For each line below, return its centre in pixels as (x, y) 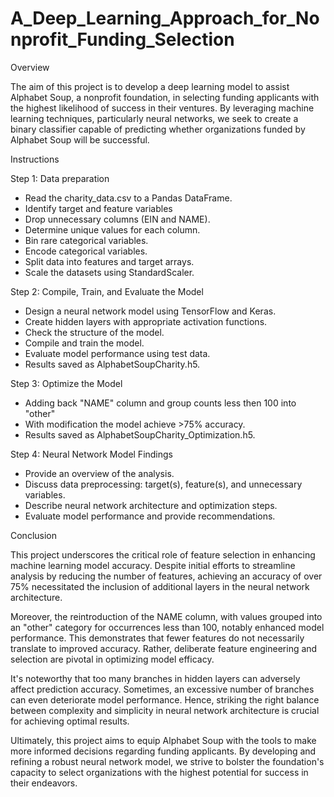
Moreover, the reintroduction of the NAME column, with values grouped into (166, 616)
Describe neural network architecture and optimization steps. (151, 505)
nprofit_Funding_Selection (122, 39)
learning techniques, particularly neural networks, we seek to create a (154, 118)
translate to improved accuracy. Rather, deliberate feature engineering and (164, 648)
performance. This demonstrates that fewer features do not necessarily (157, 638)
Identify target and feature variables (98, 208)
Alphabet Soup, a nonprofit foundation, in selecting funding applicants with (165, 97)
